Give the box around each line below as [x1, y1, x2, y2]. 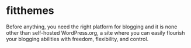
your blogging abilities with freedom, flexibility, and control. [6, 35, 149, 42]
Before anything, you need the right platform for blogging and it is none [6, 23, 178, 30]
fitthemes [6, 4, 54, 17]
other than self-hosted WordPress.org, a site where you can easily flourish [6, 29, 185, 36]
